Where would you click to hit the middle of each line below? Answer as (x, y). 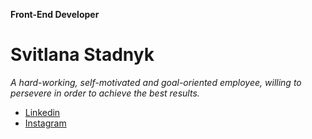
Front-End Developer (55, 14)
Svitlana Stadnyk (82, 55)
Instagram (45, 123)
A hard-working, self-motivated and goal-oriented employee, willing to (156, 82)
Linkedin (42, 112)
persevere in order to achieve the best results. (105, 93)
